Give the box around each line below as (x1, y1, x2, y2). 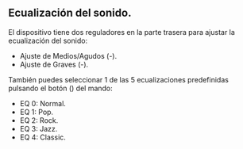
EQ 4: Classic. (19, 132, 66, 142)
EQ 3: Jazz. (19, 124, 58, 133)
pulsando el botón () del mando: (8, 83, 113, 93)
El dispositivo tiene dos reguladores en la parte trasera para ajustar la (8, 27, 236, 36)
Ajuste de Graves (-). (19, 59, 89, 69)
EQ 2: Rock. (19, 115, 59, 125)
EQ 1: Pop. (19, 107, 54, 117)
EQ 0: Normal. (19, 98, 66, 108)
